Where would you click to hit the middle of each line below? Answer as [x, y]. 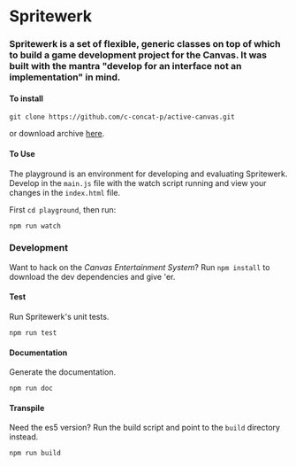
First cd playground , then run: [63, 209]
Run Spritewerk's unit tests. [59, 317]
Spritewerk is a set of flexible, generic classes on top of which [145, 44]
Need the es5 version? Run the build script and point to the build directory [145, 428]
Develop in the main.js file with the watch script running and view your [138, 183]
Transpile [27, 408]
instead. [24, 437]
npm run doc [31, 388]
